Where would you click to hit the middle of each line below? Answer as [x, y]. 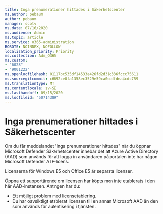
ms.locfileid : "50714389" [32, 97]
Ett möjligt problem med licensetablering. [54, 196]
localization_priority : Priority [40, 51]
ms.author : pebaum [24, 14]
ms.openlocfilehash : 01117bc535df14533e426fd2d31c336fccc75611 [72, 74]
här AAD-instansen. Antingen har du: [43, 186]
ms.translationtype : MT [30, 83]
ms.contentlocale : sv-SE [31, 88]
